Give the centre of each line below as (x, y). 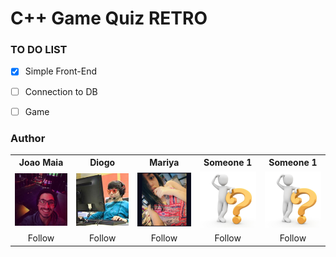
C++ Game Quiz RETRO (109, 18)
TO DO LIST (39, 50)
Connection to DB (61, 91)
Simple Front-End (61, 71)
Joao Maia (41, 163)
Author (28, 138)
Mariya (164, 163)
